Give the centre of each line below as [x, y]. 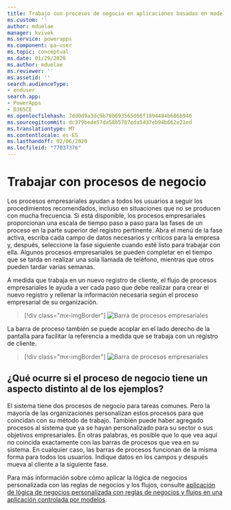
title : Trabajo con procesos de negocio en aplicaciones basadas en [107, 13]
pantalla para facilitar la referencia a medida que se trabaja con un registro [113, 336]
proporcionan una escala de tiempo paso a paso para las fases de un [105, 223]
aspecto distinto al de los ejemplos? [85, 389]
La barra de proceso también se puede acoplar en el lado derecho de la [109, 328]
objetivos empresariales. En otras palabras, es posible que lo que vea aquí [112, 435]
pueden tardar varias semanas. [51, 266]
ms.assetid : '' [29, 77]
